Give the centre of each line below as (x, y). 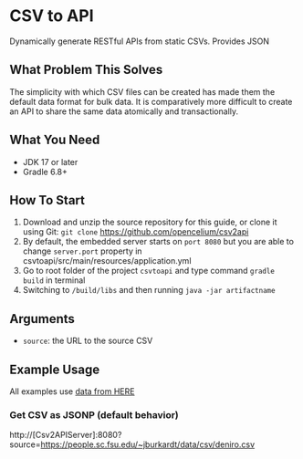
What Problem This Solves (86, 70)
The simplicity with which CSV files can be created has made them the (142, 91)
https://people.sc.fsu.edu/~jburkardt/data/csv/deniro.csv (148, 444)
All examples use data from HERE (72, 391)
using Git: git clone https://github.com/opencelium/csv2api (136, 232)
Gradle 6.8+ (45, 172)
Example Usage (55, 369)
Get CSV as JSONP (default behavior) (94, 414)
